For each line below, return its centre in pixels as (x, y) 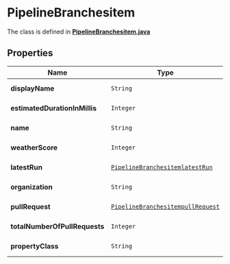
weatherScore (34, 147)
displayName (33, 88)
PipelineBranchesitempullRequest (165, 206)
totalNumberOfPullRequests (57, 226)
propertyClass (35, 246)
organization (32, 187)
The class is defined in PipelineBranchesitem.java (79, 32)
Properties (30, 53)
